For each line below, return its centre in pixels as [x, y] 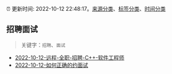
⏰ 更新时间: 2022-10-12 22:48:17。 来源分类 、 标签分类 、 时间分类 [86, 9]
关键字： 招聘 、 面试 [43, 45]
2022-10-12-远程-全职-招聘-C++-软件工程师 [70, 57]
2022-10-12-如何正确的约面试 [52, 65]
